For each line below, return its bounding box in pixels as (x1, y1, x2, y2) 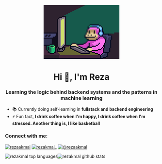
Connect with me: (5, 133, 48, 139)
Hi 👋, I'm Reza (53, 72, 110, 83)
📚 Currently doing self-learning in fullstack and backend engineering (12, 106, 154, 112)
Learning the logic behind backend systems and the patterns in (5, 89, 158, 96)
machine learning (60, 95, 103, 102)
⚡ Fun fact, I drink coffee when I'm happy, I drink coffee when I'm (12, 113, 146, 119)
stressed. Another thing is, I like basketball (12, 120, 100, 126)
